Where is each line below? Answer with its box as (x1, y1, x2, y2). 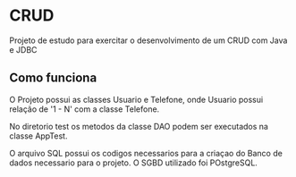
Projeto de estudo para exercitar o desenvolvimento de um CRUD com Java (9, 35, 288, 46)
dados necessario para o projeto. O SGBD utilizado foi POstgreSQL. (9, 157, 258, 168)
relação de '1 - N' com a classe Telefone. (9, 104, 160, 114)
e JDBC (9, 44, 38, 55)
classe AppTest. (9, 131, 68, 141)
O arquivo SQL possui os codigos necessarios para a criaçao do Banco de (9, 147, 283, 158)
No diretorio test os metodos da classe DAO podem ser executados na (9, 121, 268, 131)
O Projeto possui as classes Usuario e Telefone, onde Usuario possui (9, 94, 264, 105)
